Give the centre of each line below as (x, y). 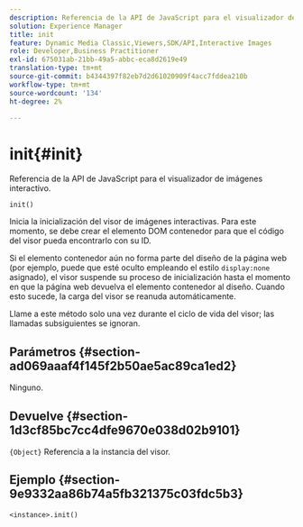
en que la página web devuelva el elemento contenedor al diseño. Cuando (147, 287)
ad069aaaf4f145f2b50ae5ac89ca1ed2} (123, 366)
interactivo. (30, 188)
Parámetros (43, 352)
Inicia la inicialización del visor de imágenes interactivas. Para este (133, 222)
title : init (32, 34)
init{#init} (46, 154)
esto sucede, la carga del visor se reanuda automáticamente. (123, 296)
